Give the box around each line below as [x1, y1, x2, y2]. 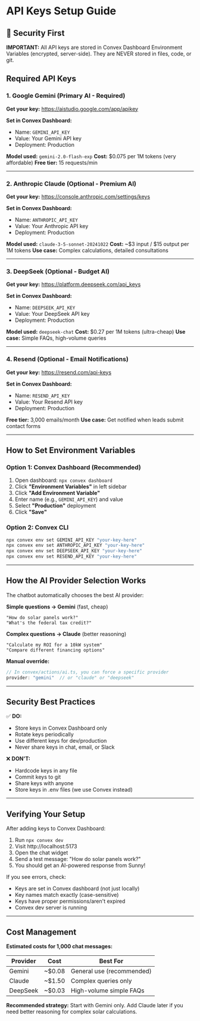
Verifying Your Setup [6, 809, 86, 819]
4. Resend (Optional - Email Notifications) [6, 355, 129, 364]
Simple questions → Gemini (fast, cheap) [6, 603, 108, 610]
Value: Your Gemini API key [14, 134, 82, 142]
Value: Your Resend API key [14, 398, 83, 405]
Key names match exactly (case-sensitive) [14, 891, 119, 899]
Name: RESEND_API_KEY [14, 392, 70, 399]
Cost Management [6, 927, 77, 937]
